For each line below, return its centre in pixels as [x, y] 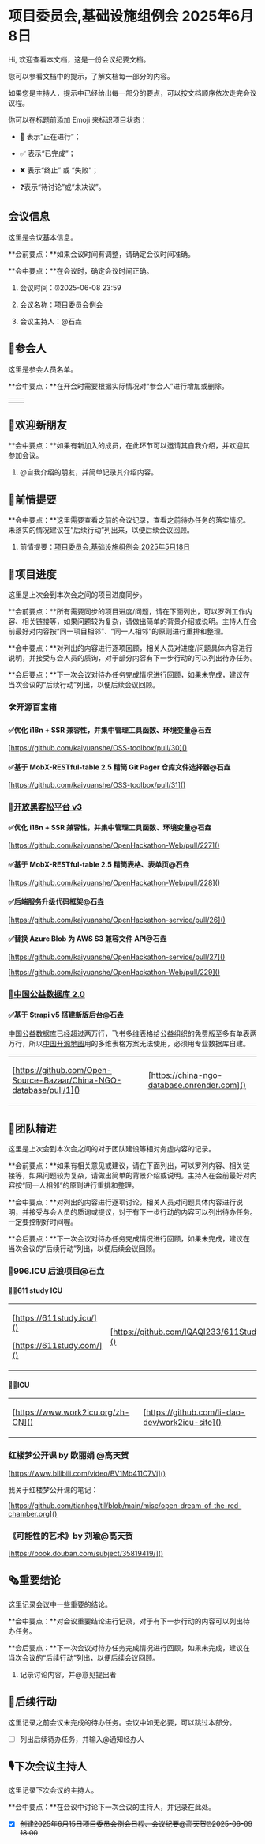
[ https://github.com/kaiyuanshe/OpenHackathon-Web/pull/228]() [114, 882]
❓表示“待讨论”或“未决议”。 [62, 187]
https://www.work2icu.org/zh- [73, 1412]
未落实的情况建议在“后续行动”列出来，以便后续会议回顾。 [101, 530]
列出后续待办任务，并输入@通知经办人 [82, 1739]
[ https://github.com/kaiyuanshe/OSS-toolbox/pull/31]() [97, 785]
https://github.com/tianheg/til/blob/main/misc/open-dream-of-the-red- [126, 1505]
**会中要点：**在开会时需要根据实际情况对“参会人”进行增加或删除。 [118, 386]
